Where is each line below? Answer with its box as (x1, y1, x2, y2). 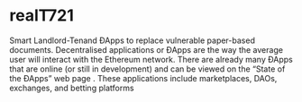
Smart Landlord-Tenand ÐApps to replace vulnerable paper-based (9, 35, 255, 46)
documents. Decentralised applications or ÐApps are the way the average (9, 44, 284, 55)
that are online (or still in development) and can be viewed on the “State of (9, 64, 286, 74)
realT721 (9, 5, 74, 26)
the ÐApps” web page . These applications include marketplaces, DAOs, (9, 72, 278, 83)
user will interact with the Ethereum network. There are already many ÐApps (9, 54, 293, 64)
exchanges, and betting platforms (9, 82, 134, 93)
